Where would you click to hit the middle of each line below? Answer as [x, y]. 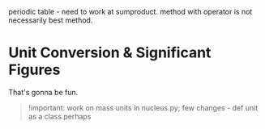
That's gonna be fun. [43, 92]
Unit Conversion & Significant [110, 53]
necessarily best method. [51, 20]
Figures [34, 70]
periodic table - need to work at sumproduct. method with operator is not [130, 12]
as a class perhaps [60, 116]
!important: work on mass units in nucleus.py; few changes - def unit [143, 107]
